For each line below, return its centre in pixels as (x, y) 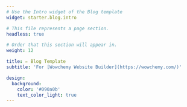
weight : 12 (20, 51)
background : (27, 83)
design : (16, 78)
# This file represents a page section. (58, 28)
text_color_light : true (47, 95)
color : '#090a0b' (39, 89)
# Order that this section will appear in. (62, 45)
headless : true (25, 34)
